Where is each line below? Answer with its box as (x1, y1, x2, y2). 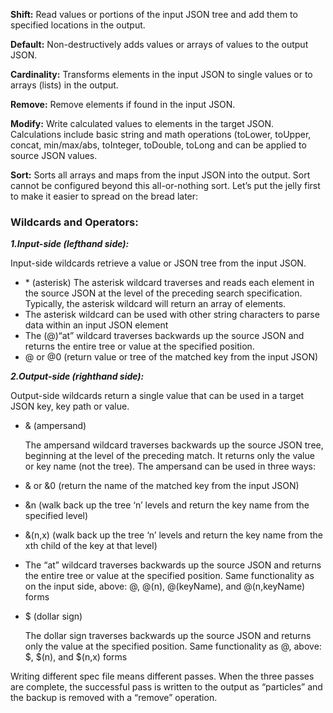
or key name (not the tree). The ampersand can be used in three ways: (24, 460, 317, 473)
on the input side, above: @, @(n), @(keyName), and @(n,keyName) (24, 580, 306, 593)
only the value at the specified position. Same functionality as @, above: (24, 640, 322, 653)
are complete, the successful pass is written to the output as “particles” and (10, 681, 323, 693)
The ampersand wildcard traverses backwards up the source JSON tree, (24, 439, 324, 451)
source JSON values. (10, 150, 98, 161)
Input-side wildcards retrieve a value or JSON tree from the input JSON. (10, 257, 307, 269)
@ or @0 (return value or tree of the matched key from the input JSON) (24, 351, 319, 363)
